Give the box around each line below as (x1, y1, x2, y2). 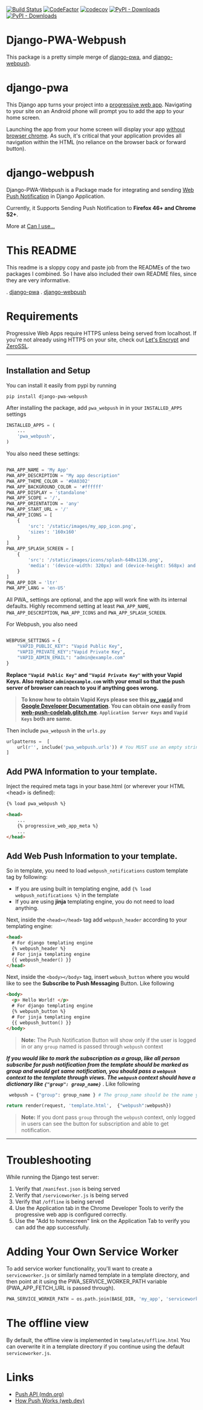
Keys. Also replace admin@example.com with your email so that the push (6, 677, 185, 685)
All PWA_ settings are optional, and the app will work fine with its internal (6, 596, 187, 604)
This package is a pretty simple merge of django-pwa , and (6, 53, 152, 61)
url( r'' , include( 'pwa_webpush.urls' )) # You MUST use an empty (17, 744, 182, 750)
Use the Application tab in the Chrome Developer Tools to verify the (14, 1205, 184, 1212)
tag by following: (6, 874, 48, 881)
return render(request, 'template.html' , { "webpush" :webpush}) (6, 1102, 172, 1109)
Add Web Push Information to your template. (6, 851, 178, 861)
